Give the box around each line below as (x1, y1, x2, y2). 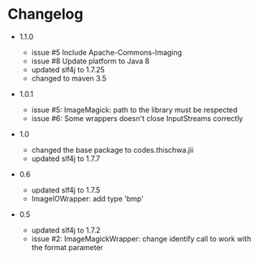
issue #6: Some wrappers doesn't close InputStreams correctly (31, 113, 244, 123)
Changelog (7, 5, 84, 24)
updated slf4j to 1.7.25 (31, 64, 105, 74)
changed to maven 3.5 (31, 73, 107, 83)
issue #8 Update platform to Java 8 (31, 56, 150, 66)
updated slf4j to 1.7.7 (31, 154, 101, 163)
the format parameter (31, 242, 103, 252)
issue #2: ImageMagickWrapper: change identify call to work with (31, 233, 252, 244)
